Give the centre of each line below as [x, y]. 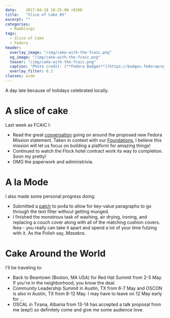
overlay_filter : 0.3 [31, 72]
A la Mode [27, 182]
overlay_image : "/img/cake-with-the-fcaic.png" [61, 52]
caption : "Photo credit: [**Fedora [47, 66]
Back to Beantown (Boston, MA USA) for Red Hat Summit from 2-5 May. [88, 277]
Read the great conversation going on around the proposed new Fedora [87, 134]
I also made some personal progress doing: [50, 196]
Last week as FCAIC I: [28, 125]
